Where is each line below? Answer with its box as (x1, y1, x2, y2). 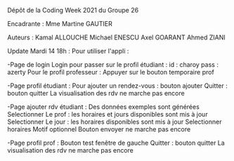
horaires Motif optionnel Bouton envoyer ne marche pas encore (7, 125, 191, 133)
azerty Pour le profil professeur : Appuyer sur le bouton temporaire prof (7, 68, 214, 76)
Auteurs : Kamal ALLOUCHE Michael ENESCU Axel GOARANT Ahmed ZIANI (7, 33, 226, 41)
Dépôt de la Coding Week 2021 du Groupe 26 (7, 6, 139, 14)
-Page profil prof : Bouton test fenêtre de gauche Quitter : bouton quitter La (7, 139, 225, 147)
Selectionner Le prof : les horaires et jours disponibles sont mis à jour (7, 110, 209, 118)
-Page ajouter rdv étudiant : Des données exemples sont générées (7, 103, 200, 111)
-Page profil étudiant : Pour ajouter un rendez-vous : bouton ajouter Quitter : (7, 82, 228, 90)
